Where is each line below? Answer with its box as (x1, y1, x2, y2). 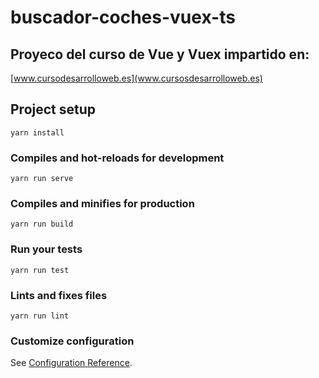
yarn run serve (10, 174, 74, 184)
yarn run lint (10, 311, 70, 321)
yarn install (10, 127, 65, 138)
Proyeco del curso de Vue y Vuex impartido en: (10, 46, 310, 63)
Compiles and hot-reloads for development (10, 151, 225, 165)
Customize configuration (10, 334, 135, 348)
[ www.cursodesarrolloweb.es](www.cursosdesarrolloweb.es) (10, 72, 263, 84)
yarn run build (10, 219, 74, 230)
